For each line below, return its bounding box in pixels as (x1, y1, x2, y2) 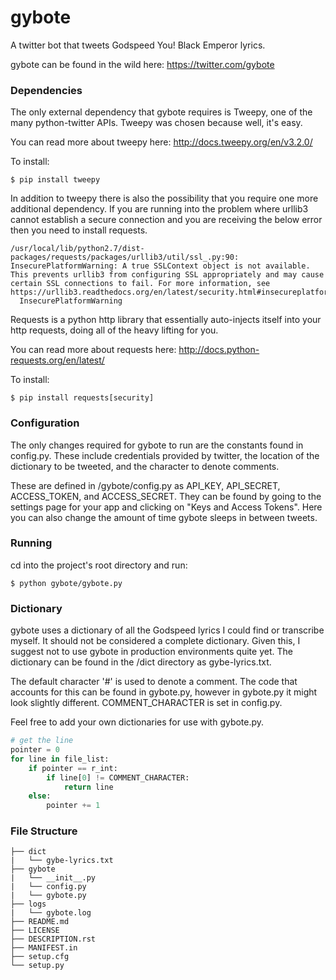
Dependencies (10, 83, 83, 97)
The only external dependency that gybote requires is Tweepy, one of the (10, 106, 313, 118)
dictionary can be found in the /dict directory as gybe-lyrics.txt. (10, 656, 272, 668)
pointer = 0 (10, 745, 60, 755)
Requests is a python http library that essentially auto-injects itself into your (10, 314, 322, 326)
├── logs (10, 899, 47, 910)
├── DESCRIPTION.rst (10, 934, 97, 945)
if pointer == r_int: (28, 763, 118, 773)
